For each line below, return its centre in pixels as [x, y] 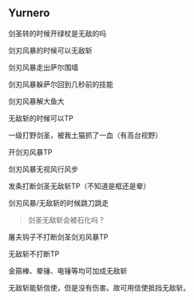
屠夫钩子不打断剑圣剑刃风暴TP [58, 237]
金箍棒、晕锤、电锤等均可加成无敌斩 [68, 270]
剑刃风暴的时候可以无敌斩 [50, 50]
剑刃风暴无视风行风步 [43, 169]
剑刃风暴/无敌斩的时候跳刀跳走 [59, 203]
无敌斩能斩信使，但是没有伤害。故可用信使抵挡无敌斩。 [99, 287]
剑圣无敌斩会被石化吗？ [66, 219]
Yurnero [29, 13]
